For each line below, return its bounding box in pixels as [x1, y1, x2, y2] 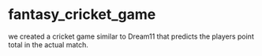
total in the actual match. [8, 39, 89, 49]
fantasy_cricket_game [8, 6, 156, 24]
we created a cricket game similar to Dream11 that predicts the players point [8, 32, 254, 41]
